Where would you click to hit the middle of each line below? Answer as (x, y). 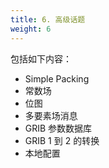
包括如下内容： (41, 58)
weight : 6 (31, 29)
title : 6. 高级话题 (48, 19)
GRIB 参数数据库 (58, 128)
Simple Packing (57, 78)
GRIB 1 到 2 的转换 (62, 140)
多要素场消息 (51, 115)
